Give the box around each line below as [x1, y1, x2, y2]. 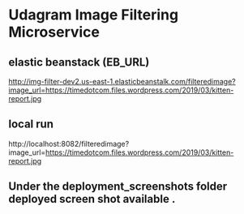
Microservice [8, 23, 100, 41]
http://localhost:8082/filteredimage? [8, 139, 130, 148]
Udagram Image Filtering [8, 6, 179, 24]
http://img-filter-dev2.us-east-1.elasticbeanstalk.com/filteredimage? [8, 77, 237, 86]
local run [8, 118, 54, 131]
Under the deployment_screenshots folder [8, 180, 228, 194]
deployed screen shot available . [8, 192, 176, 206]
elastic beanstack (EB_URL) [8, 55, 150, 69]
